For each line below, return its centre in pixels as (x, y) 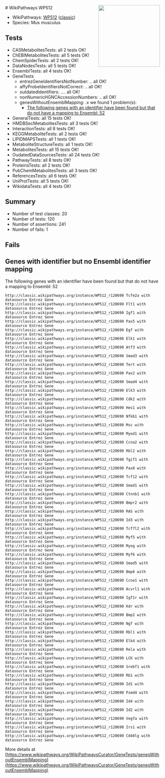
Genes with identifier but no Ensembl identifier (78, 262)
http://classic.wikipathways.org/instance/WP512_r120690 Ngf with (74, 624)
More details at (20, 749)
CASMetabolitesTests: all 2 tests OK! (49, 50)
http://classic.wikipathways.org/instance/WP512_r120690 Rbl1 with (76, 632)
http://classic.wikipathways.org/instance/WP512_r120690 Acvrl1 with (78, 589)
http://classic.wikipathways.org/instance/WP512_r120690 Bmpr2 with (77, 503)
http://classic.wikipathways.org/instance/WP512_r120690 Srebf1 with (78, 667)
